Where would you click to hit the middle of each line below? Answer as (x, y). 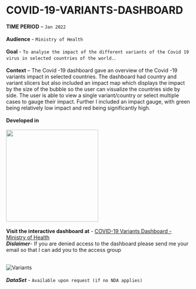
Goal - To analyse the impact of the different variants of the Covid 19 (98, 51)
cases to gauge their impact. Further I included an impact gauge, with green (98, 101)
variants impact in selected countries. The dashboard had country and (91, 77)
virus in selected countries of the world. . (61, 58)
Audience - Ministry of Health (45, 39)
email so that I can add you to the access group (64, 250)
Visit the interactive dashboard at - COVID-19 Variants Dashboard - (89, 231)
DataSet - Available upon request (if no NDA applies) (74, 280)
